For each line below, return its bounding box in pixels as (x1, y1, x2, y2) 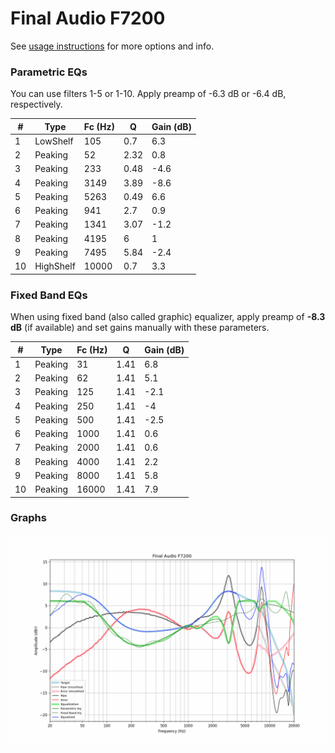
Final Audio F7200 (10, 7, 166, 30)
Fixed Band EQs (10, 288, 88, 302)
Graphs (10, 511, 47, 525)
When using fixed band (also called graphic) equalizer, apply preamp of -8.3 (10, 311, 326, 323)
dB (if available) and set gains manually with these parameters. (10, 322, 270, 334)
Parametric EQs (10, 65, 88, 79)
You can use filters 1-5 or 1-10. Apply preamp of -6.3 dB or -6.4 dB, (10, 88, 287, 100)
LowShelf (34, 135, 74, 147)
